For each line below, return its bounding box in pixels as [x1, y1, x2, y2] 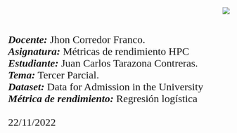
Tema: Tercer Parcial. [8, 69, 99, 81]
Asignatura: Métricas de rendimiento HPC [8, 45, 189, 57]
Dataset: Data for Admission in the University [8, 80, 203, 93]
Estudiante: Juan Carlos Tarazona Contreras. [8, 57, 198, 69]
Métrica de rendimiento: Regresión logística [8, 92, 198, 104]
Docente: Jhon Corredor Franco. [8, 34, 146, 45]
